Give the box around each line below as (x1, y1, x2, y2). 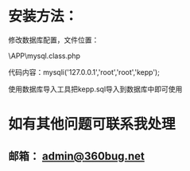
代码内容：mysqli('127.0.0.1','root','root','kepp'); (8, 67, 161, 76)
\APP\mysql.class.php (8, 51, 81, 60)
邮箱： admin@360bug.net (8, 149, 145, 163)
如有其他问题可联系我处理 (8, 115, 176, 134)
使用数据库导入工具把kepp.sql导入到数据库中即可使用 (8, 84, 183, 94)
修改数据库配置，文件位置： (8, 35, 99, 45)
